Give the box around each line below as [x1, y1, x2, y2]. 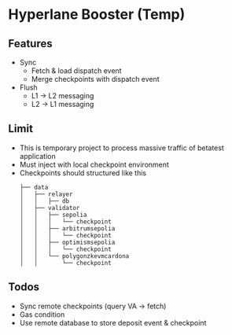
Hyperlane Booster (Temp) [8, 6, 186, 24]
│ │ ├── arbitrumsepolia [19, 224, 116, 233]
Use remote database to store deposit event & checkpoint [19, 318, 207, 327]
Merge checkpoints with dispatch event [31, 75, 160, 83]
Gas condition [19, 309, 65, 319]
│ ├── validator [19, 204, 80, 212]
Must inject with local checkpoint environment [19, 160, 169, 169]
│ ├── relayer [19, 190, 73, 198]
